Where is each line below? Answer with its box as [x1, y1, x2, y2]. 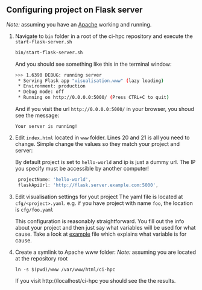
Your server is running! [14, 124, 78, 130]
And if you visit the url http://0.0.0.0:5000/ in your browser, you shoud [14, 106, 195, 113]
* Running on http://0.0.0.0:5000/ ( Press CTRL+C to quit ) [17, 95, 169, 101]
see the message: [14, 112, 60, 119]
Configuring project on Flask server [6, 5, 143, 15]
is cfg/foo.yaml [14, 206, 54, 213]
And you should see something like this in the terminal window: [14, 60, 172, 68]
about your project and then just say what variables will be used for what [14, 224, 196, 231]
